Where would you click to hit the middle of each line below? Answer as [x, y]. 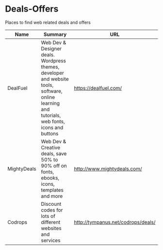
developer [52, 73]
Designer [51, 49]
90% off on [54, 166]
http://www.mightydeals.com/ [108, 168]
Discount [51, 204]
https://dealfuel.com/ [98, 88]
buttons [50, 133]
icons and [52, 127]
